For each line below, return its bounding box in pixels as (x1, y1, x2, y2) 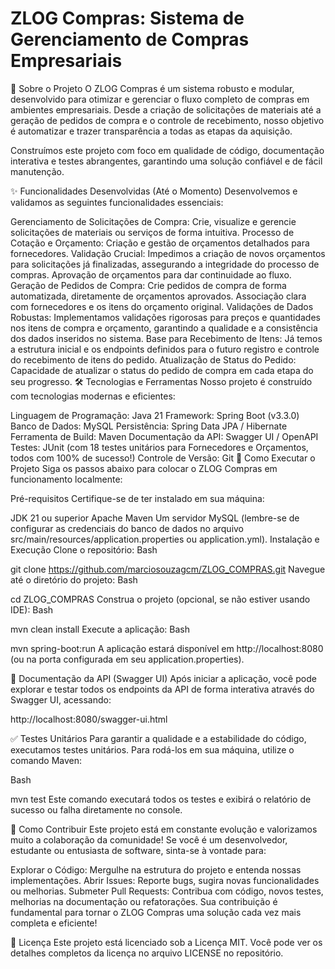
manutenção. (10, 165, 65, 177)
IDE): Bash (10, 603, 54, 616)
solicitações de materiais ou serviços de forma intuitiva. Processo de (10, 226, 295, 238)
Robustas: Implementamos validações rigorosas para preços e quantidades (10, 311, 321, 323)
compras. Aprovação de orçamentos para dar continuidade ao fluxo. (10, 268, 292, 281)
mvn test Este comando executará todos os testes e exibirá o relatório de (10, 793, 312, 805)
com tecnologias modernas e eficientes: (10, 390, 176, 402)
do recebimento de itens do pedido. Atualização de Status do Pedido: (10, 353, 297, 366)
